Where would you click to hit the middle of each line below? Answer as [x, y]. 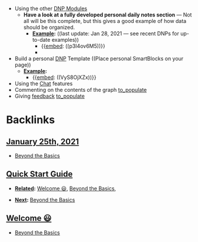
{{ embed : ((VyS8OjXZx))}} [64, 77]
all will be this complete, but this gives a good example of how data [105, 21]
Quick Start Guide [39, 174]
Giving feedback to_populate [49, 96]
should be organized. [49, 27]
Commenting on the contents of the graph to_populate [81, 90]
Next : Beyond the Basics [45, 200]
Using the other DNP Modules [51, 9]
